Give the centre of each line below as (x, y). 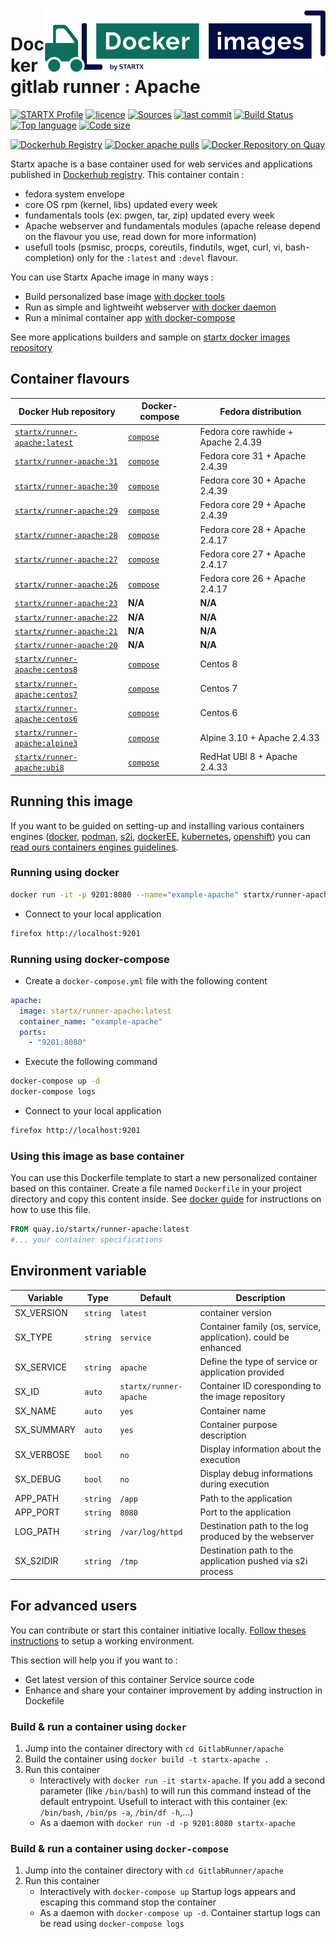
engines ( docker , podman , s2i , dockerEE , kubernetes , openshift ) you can (160, 836)
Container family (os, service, (260, 1326)
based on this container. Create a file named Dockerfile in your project (156, 1189)
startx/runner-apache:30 (66, 486)
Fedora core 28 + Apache (253, 529)
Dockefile (44, 1700)
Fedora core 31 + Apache (253, 455)
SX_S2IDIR (36, 1561)
